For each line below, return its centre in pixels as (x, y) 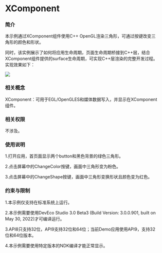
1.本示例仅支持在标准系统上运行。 (38, 202)
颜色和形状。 (31, 42)
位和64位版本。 (21, 235)
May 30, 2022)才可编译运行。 (35, 219)
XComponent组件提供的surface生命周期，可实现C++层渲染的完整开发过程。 (81, 58)
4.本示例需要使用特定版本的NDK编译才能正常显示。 (56, 245)
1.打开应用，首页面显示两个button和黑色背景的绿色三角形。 (64, 156)
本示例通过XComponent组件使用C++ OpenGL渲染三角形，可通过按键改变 (78, 36)
